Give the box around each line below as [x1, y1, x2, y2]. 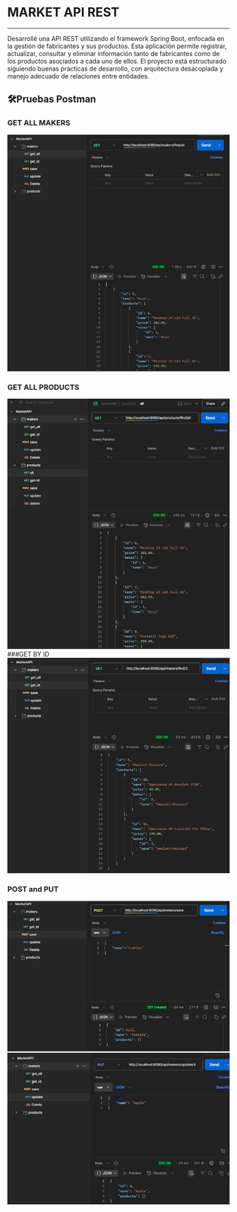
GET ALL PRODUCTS [7, 382, 80, 392]
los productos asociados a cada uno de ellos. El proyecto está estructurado [7, 57, 227, 65]
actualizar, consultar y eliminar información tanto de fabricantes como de [7, 49, 220, 57]
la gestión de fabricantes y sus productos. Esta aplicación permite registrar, [7, 42, 227, 50]
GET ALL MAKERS [7, 118, 71, 128]
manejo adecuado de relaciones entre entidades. [7, 71, 150, 80]
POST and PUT [7, 884, 59, 894]
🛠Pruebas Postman [7, 93, 97, 105]
